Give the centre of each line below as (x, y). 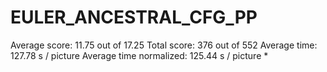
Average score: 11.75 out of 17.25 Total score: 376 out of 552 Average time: (164, 45)
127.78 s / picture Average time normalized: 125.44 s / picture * (139, 55)
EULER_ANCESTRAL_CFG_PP (134, 17)
